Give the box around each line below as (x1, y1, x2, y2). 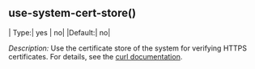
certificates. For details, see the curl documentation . (8, 51, 183, 61)
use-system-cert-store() (8, 6, 136, 20)
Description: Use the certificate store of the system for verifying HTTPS (8, 43, 248, 53)
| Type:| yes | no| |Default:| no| (8, 27, 111, 37)
